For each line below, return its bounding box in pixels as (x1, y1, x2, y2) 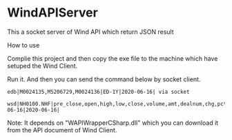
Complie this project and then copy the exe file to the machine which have (7, 54, 218, 63)
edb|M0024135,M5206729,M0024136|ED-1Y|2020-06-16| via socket (7, 88, 190, 95)
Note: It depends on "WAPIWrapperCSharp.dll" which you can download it (7, 119, 219, 127)
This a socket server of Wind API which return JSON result (7, 28, 174, 36)
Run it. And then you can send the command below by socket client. (7, 74, 201, 83)
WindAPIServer (7, 5, 98, 21)
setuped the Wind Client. (7, 61, 78, 70)
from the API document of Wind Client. (7, 126, 117, 134)
